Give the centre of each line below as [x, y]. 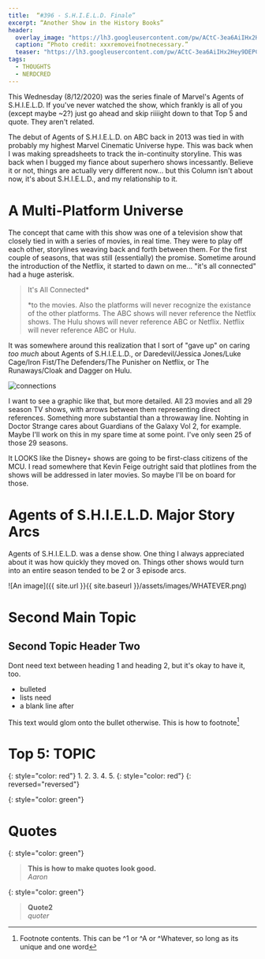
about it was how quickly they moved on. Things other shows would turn [126, 562]
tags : [17, 60]
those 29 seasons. [38, 443]
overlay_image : [40, 37]
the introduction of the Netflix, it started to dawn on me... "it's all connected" [132, 266]
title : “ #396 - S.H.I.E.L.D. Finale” [72, 15]
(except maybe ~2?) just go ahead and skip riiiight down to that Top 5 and [128, 113]
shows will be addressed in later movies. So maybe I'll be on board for [122, 474]
